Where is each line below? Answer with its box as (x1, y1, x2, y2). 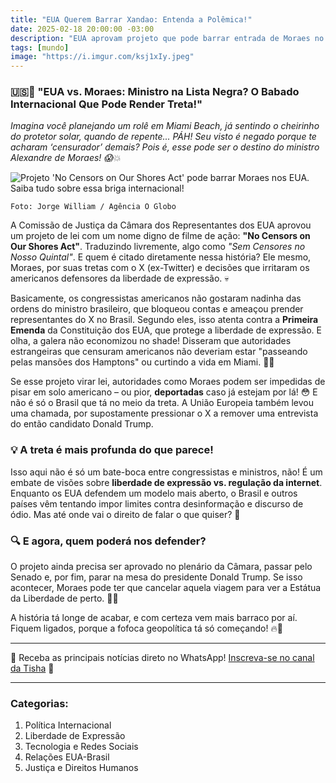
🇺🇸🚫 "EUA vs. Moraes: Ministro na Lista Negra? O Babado (10, 85, 300, 99)
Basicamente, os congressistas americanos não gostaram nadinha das (10, 292, 302, 305)
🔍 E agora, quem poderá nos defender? (10, 534, 207, 548)
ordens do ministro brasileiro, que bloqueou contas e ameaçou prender (10, 303, 304, 315)
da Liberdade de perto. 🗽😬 (10, 592, 119, 605)
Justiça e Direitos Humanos (24, 762, 139, 774)
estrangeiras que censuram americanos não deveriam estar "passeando (10, 346, 308, 358)
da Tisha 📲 (10, 662, 55, 675)
